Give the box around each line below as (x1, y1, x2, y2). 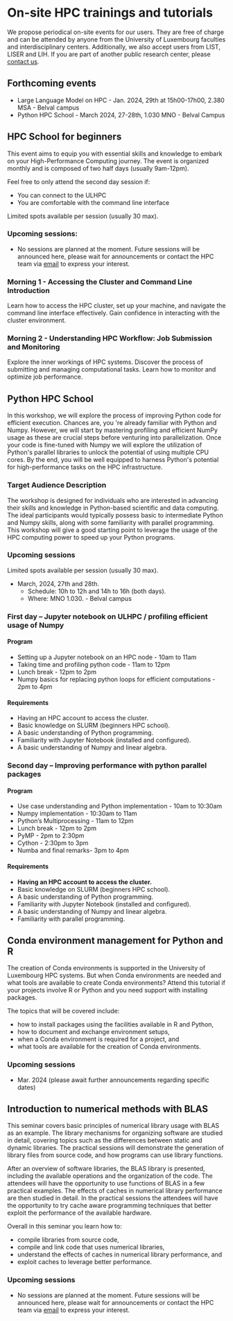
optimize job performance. (7, 373, 83, 381)
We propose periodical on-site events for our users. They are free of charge (7, 28, 224, 36)
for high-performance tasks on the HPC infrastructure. (7, 463, 163, 472)
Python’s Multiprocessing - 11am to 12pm (17, 817, 134, 825)
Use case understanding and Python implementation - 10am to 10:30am (17, 802, 223, 811)
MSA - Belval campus (17, 103, 80, 112)
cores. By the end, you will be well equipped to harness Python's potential (7, 456, 219, 464)
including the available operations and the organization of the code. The (7, 1172, 213, 1180)
